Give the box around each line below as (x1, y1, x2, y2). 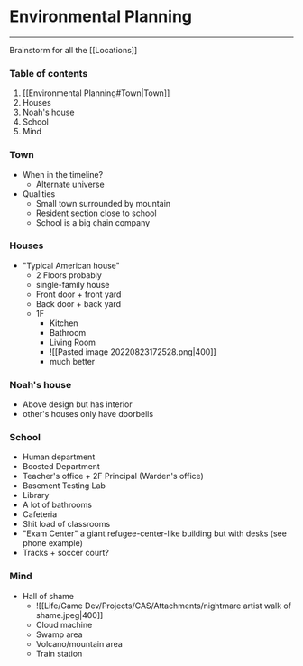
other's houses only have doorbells (22, 409, 154, 420)
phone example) (22, 538, 84, 549)
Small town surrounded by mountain (35, 198, 171, 208)
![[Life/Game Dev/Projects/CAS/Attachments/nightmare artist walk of (35, 600, 291, 611)
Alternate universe (35, 179, 106, 190)
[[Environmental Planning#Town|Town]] (22, 88, 170, 98)
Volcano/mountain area (35, 638, 124, 649)
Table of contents (9, 67, 88, 79)
